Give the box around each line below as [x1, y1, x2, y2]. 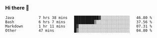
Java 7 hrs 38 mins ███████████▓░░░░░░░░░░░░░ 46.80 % [5, 16, 153, 20]
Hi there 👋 [5, 4, 30, 11]
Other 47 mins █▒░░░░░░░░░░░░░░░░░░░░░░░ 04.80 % [5, 28, 153, 33]
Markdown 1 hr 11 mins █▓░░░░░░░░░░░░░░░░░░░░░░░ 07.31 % [5, 24, 153, 29]
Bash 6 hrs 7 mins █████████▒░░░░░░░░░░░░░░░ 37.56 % [5, 19, 153, 25]
